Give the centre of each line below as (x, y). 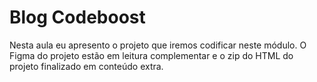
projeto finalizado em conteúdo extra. (86, 66)
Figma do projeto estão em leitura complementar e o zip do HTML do (151, 55)
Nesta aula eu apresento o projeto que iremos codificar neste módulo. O (158, 45)
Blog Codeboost (77, 17)
